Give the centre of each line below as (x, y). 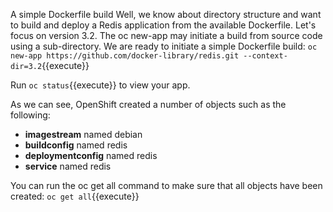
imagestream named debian (83, 134)
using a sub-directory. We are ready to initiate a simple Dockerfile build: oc (164, 46)
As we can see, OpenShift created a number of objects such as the (148, 104)
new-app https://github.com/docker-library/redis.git (125, 56)
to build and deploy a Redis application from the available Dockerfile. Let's (163, 25)
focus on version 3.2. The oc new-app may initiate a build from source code (166, 35)
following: (30, 115)
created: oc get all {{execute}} (75, 196)
